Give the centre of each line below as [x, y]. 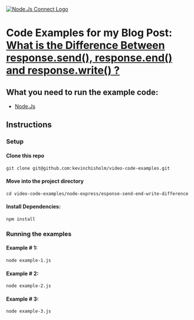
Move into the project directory [45, 181]
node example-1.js [29, 260]
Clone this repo [25, 156]
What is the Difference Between [86, 46]
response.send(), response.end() [89, 58]
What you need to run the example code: [82, 92]
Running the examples [39, 234]
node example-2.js [29, 286]
